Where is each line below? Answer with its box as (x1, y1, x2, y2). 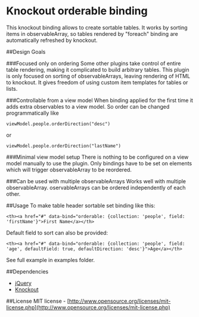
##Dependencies (6, 267, 49, 275)
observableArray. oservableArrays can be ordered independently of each (6, 184, 186, 191)
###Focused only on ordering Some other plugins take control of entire (6, 60, 181, 67)
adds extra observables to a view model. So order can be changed (6, 103, 170, 110)
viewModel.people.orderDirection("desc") (6, 121, 111, 127)
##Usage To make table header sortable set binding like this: (6, 202, 156, 209)
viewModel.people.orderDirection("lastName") (6, 143, 121, 149)
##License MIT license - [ (6, 297, 70, 304)
